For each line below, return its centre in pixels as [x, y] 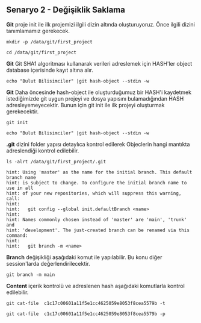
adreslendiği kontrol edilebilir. [43, 151]
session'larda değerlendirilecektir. [48, 263]
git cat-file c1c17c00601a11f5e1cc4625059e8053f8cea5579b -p [86, 314]
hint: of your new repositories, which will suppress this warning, [94, 193]
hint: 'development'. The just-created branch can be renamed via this [98, 230]
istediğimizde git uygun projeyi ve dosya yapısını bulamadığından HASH [95, 98]
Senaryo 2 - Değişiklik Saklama [66, 10]
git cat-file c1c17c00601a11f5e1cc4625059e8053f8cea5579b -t [86, 303]
